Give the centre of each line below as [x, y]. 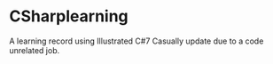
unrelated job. [35, 50]
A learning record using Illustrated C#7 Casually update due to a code [136, 41]
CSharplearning [69, 16]
